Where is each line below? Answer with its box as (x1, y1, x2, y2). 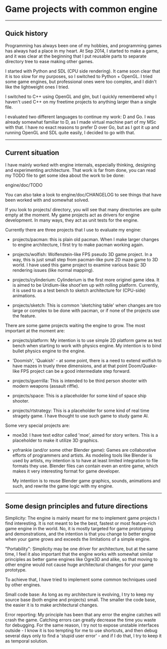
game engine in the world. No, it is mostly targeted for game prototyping (5, 526, 153, 532)
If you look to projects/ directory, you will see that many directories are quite (5, 206, 162, 212)
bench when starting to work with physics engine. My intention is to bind (12, 342, 162, 348)
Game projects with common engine (5, 3, 158, 15)
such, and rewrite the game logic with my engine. (12, 483, 113, 489)
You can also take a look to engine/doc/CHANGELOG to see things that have (5, 191, 162, 197)
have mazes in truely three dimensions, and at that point (12, 363, 128, 369)
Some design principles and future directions (5, 502, 148, 510)
